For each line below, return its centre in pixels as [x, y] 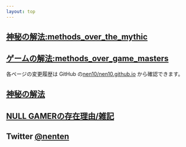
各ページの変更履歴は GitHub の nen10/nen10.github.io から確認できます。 [95, 73]
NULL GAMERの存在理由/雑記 [60, 116]
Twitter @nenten [38, 136]
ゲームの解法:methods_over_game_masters [87, 59]
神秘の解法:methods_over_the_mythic [77, 37]
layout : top [21, 11]
